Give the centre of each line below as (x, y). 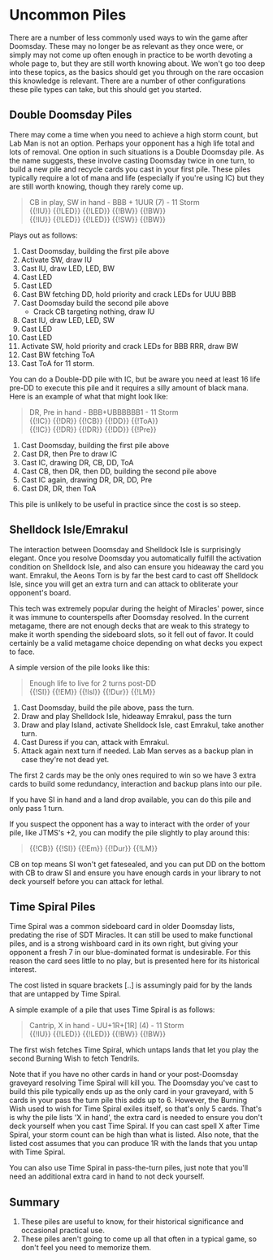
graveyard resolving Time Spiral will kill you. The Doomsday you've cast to (134, 1083)
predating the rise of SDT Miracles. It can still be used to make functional (131, 935)
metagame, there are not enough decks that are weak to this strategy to (130, 626)
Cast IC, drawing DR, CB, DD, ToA (77, 462)
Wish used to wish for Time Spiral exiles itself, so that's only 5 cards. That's (136, 1109)
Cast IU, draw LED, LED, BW (68, 268)
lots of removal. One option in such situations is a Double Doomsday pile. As (137, 151)
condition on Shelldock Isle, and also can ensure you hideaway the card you (136, 566)
